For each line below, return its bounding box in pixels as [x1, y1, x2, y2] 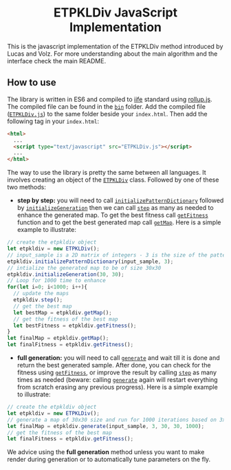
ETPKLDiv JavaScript [54, 5, 177, 21]
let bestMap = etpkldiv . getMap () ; [13, 309, 112, 316]
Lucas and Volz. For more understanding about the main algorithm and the [7, 50, 218, 58]
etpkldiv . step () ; [13, 297, 63, 303]
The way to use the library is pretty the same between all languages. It [7, 169, 206, 177]
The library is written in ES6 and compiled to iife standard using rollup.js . [7, 95, 212, 103]
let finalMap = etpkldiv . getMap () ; [7, 335, 109, 342]
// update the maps [13, 290, 69, 297]
